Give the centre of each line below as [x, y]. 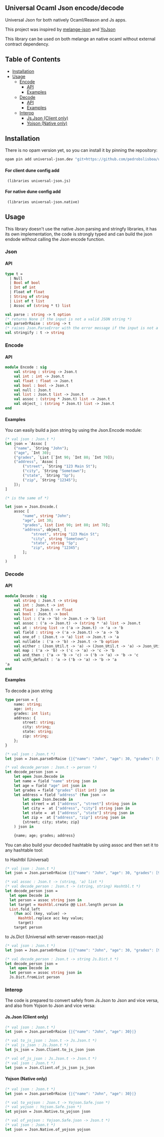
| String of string [29, 297]
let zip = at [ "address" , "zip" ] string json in [74, 818]
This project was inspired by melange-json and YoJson [60, 29]
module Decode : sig [26, 596]
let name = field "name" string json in [55, 781]
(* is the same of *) [27, 498]
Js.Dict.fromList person [35, 977]
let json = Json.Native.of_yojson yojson [48, 1129]
